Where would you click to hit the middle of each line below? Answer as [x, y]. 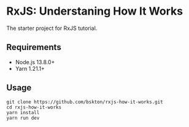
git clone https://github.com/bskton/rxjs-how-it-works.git [85, 102]
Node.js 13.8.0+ [35, 62]
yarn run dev [23, 118]
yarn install [23, 112]
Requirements [34, 47]
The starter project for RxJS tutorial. [52, 28]
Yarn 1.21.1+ [30, 68]
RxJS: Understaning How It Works [94, 11]
